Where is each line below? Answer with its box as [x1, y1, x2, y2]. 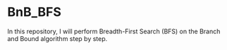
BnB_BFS [7, 4, 62, 20]
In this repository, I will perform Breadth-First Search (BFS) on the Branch [7, 27, 221, 35]
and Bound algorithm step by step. [7, 34, 108, 42]
